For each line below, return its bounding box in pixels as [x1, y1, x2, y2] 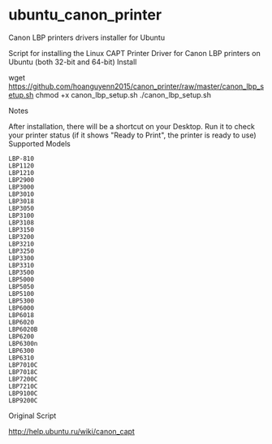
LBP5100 [8, 289, 35, 298]
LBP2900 [8, 176, 35, 184]
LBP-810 [8, 155, 35, 163]
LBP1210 [8, 168, 35, 176]
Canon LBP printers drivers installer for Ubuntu [8, 33, 165, 42]
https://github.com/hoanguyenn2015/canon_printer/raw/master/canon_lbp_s [8, 81, 265, 91]
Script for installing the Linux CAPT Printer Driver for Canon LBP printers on [8, 48, 261, 58]
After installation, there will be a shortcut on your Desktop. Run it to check [8, 121, 256, 131]
